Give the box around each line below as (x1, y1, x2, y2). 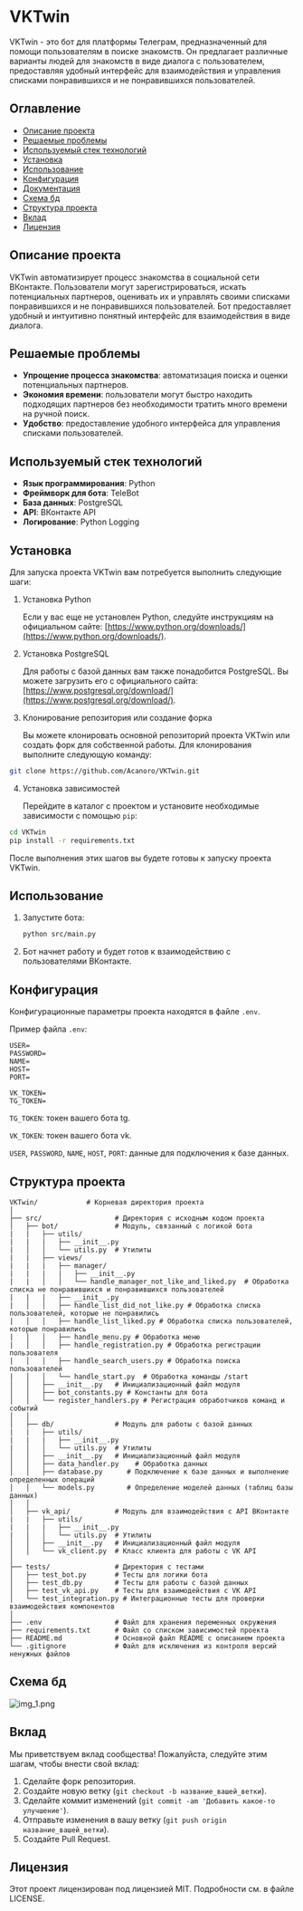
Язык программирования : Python (22, 478, 156, 489)
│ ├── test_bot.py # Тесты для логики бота (9, 1570, 208, 1580)
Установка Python (22, 594, 92, 604)
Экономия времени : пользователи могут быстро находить (22, 389, 253, 400)
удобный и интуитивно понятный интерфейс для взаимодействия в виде (9, 310, 291, 321)
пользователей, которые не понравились (9, 1309, 160, 1318)
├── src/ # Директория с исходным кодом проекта (9, 1214, 265, 1223)
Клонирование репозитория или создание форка (22, 713, 213, 723)
